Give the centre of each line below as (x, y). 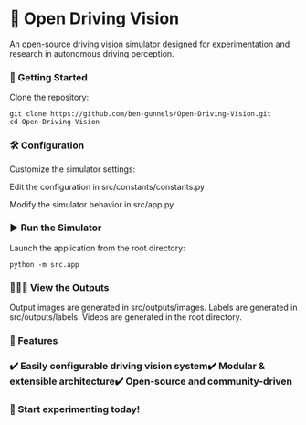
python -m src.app (44, 264)
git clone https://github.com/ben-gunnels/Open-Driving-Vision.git (141, 114)
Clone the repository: (49, 97)
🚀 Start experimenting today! (75, 409)
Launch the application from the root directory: (97, 248)
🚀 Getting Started (49, 77)
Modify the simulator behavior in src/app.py (92, 204)
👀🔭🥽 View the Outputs (59, 287)
